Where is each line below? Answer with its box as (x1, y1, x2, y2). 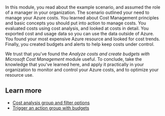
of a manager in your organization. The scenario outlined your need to (5, 9, 149, 15)
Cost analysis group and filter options (12, 100, 90, 106)
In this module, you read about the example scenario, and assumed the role (5, 4, 161, 10)
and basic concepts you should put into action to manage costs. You (5, 20, 146, 26)
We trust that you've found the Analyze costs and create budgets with (5, 51, 150, 57)
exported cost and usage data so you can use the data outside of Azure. (5, 31, 154, 36)
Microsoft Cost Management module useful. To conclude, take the (5, 56, 142, 62)
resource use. (5, 72, 34, 78)
